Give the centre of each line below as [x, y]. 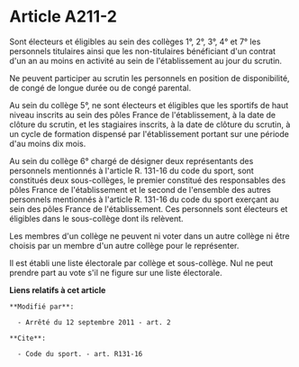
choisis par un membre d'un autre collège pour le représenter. [124, 245]
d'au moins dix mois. [48, 143]
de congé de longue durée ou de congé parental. [100, 87]
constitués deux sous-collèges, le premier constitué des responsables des [148, 180]
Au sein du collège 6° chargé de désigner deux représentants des [131, 161]
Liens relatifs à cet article [58, 289]
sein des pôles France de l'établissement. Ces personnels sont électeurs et [149, 208]
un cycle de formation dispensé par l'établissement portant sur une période [149, 133]
